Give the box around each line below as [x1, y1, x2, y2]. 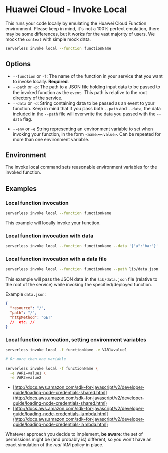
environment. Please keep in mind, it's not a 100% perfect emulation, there [5, 25, 160, 31]
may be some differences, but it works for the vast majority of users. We [5, 31, 155, 37]
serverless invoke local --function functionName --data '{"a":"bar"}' [5, 244, 158, 249]
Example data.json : [5, 291, 46, 297]
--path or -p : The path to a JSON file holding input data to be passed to [12, 84, 161, 90]
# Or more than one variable [5, 356, 66, 361]
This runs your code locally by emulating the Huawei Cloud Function [5, 20, 147, 26]
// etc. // [10, 319, 35, 325]
